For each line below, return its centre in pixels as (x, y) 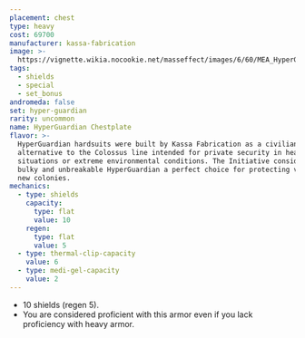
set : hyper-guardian (49, 111)
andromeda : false (42, 102)
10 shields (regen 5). (61, 304)
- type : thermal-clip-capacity (77, 254)
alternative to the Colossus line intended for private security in (150, 152)
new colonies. (44, 178)
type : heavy (32, 26)
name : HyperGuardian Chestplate (70, 128)
